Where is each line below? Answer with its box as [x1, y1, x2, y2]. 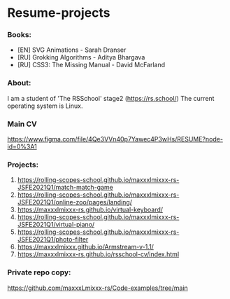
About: [7, 78, 31, 88]
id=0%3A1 [7, 142, 37, 151]
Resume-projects [7, 5, 110, 21]
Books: [7, 30, 32, 40]
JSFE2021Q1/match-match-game [17, 183, 113, 192]
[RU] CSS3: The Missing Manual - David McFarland [17, 61, 166, 69]
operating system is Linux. [7, 102, 83, 110]
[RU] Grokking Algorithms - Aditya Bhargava [17, 53, 145, 62]
